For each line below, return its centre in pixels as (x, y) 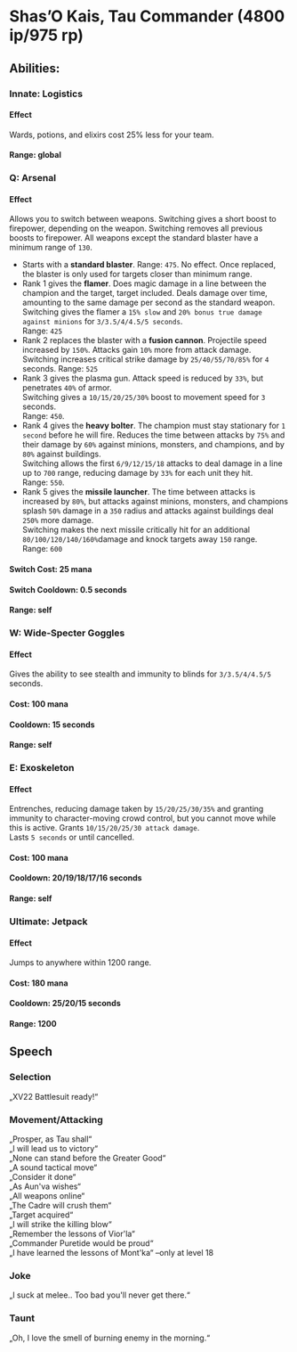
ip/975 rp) (47, 35)
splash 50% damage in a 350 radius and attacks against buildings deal (148, 511)
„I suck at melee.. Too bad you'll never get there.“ (100, 1295)
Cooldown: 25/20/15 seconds (65, 1004)
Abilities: (35, 68)
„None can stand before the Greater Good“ (88, 1158)
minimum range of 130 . (51, 248)
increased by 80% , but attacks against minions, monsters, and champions (155, 502)
